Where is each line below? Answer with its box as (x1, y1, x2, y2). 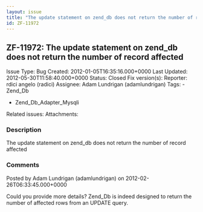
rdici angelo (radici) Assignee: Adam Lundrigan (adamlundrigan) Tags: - (6, 81, 185, 88)
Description (6, 126, 42, 134)
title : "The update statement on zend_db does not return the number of (6, 14, 193, 21)
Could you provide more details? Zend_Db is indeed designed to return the (6, 193, 192, 200)
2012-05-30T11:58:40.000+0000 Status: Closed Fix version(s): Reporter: (6, 74, 188, 82)
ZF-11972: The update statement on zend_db (6, 42, 178, 53)
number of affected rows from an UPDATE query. (6, 199, 129, 206)
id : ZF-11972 (6, 20, 39, 26)
